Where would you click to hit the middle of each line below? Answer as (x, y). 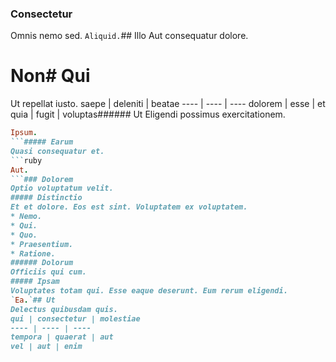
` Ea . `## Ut (33, 300)
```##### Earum (42, 142)
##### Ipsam (35, 282)
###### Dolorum (42, 263)
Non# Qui (50, 76)
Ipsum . (24, 133)
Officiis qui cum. (48, 272)
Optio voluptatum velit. (62, 188)
